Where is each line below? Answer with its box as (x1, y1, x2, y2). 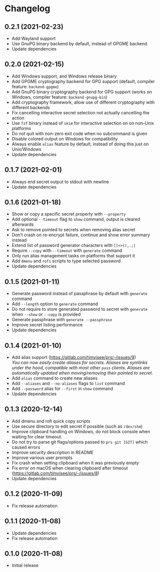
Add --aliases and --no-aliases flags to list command (11, 381, 125, 386)
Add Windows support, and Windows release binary (11, 73, 117, 79)
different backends (11, 104, 50, 110)
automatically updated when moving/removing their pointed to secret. (11, 370, 154, 376)
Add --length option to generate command (11, 301, 98, 307)
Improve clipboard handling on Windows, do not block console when (11, 428, 150, 435)
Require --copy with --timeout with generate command (11, 247, 122, 253)
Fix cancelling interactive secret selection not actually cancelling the (11, 109, 150, 115)
